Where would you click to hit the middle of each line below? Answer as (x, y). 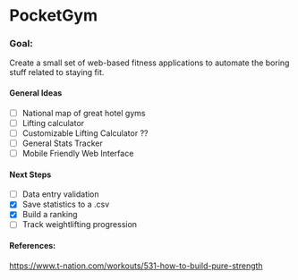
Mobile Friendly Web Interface (78, 153)
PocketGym (54, 16)
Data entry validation (61, 194)
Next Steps (30, 174)
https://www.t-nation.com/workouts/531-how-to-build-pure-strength (136, 266)
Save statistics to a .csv (66, 204)
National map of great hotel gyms (84, 113)
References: (33, 246)
